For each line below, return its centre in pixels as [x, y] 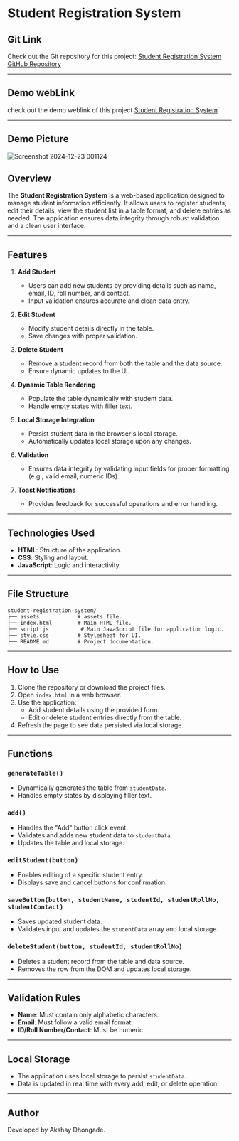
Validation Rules [44, 998]
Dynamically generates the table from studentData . [92, 788]
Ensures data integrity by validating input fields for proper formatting [129, 469]
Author [23, 1113]
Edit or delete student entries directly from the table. [105, 717]
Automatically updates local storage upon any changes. [110, 441]
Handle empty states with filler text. [80, 406]
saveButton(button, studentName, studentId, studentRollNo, [114, 900]
